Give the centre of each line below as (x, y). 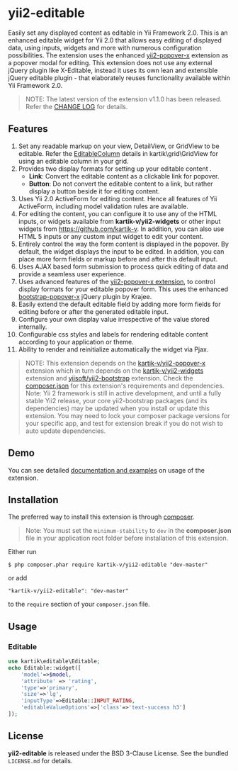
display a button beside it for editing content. (94, 191)
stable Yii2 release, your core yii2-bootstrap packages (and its (116, 400)
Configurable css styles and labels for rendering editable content (113, 334)
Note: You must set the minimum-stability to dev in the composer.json (128, 531)
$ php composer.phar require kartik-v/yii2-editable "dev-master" (108, 565)
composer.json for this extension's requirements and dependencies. (125, 385)
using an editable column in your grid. (74, 161)
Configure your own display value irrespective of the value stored (114, 319)
